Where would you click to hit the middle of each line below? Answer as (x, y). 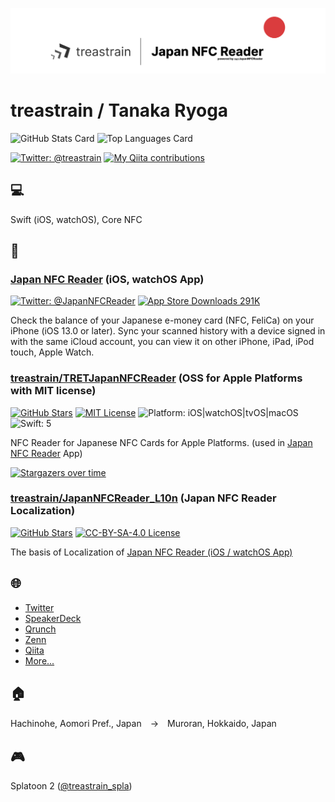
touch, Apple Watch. (52, 352)
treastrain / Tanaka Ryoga (119, 110)
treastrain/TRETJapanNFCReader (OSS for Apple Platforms (156, 378)
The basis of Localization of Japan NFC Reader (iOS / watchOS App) (151, 552)
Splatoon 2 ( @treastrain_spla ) (71, 786)
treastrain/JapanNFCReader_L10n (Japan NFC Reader (143, 498)
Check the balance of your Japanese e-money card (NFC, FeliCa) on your (162, 320)
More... (39, 660)
